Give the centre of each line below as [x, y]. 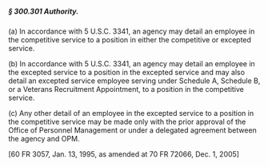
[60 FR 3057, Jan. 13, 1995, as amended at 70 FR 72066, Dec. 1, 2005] [124, 154]
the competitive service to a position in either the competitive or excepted [130, 39]
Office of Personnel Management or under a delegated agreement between [133, 130]
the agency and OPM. [44, 138]
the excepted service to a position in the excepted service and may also [127, 72]
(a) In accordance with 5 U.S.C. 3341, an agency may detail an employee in [132, 31]
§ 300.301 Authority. [44, 11]
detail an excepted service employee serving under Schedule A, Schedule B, [134, 81]
